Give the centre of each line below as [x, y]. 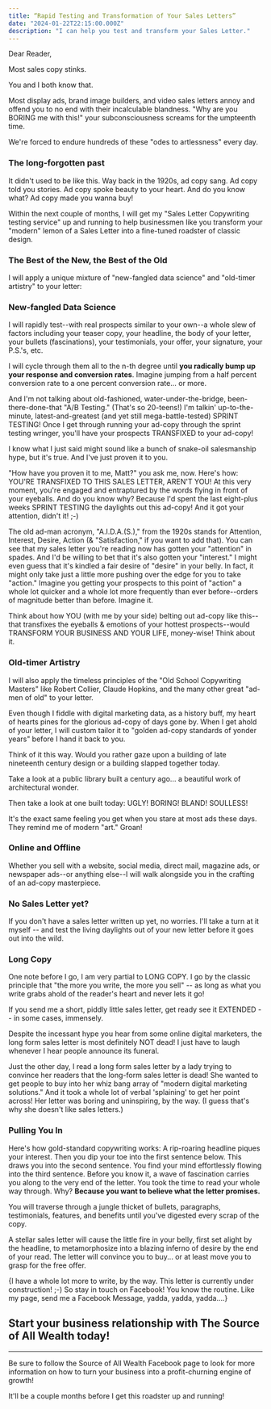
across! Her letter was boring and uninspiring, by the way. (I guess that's [129, 1101]
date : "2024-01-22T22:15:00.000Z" [67, 23]
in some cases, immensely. [58, 1018]
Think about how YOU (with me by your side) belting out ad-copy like [123, 616]
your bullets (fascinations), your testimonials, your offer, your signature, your [135, 342]
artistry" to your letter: [45, 286]
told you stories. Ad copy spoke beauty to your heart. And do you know [127, 189]
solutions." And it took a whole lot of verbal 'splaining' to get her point [124, 1092]
